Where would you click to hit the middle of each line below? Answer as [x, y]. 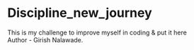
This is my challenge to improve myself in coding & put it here [97, 32]
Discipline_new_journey [80, 13]
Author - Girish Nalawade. [45, 39]
